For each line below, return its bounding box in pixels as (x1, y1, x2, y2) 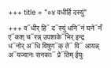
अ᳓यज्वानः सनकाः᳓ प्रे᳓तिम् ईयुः (8, 50, 84, 59)
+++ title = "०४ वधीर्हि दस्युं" (8, 8, 87, 17)
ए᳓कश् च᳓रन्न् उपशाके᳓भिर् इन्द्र (8, 32, 85, 41)
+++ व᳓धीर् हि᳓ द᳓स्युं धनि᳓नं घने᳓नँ (8, 24, 102, 32)
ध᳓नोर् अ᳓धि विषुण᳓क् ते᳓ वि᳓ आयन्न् (8, 41, 100, 51)
